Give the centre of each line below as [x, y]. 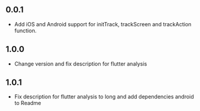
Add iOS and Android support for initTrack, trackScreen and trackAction [103, 24]
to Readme [28, 103]
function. [25, 30]
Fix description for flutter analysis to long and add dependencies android [104, 97]
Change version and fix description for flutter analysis [81, 64]
